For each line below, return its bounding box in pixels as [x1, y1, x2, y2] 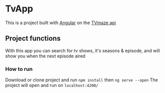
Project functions [5, 34, 61, 43]
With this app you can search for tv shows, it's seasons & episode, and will [5, 47, 160, 53]
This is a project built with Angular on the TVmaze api [5, 20, 116, 26]
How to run [5, 65, 33, 72]
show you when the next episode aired [5, 53, 86, 59]
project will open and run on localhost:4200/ [5, 82, 99, 88]
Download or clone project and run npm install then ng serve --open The [5, 77, 158, 83]
